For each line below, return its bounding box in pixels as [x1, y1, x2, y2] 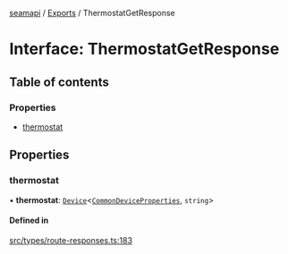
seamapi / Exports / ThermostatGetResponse [9, 8, 176, 18]
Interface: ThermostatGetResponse [9, 39, 280, 59]
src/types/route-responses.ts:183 [9, 234, 132, 245]
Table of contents [9, 74, 109, 89]
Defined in [9, 215, 49, 226]
